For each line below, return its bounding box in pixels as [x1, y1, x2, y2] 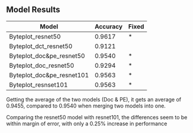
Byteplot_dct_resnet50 [9, 42, 73, 50]
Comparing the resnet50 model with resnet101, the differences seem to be [6, 113, 188, 121]
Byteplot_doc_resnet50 [9, 61, 74, 69]
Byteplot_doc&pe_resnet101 [9, 71, 89, 79]
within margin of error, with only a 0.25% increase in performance [6, 120, 167, 127]
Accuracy [94, 22, 123, 30]
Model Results [6, 5, 61, 15]
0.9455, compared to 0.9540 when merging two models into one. [6, 102, 166, 109]
